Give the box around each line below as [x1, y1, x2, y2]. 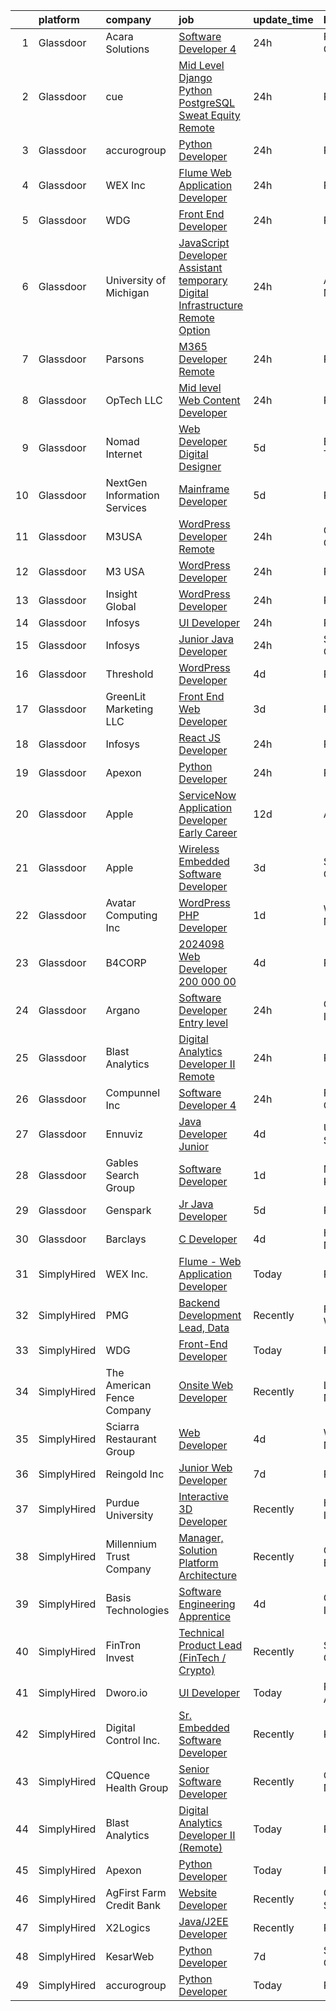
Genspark [105, 1204, 152, 1217]
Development [178, 1309, 242, 1322]
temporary [178, 274, 228, 287]
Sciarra [105, 1420, 140, 1433]
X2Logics [105, 1921, 151, 1934]
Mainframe [178, 482, 230, 496]
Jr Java [178, 1197, 214, 1211]
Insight [105, 587, 138, 601]
